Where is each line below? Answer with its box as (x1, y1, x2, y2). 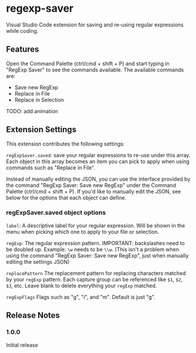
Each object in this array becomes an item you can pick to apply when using (6, 158, 190, 165)
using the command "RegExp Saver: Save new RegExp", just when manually (6, 252, 189, 259)
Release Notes (6, 310, 60, 321)
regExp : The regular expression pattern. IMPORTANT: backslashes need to (6, 239, 185, 246)
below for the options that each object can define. (6, 194, 127, 201)
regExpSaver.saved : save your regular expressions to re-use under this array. (6, 151, 191, 158)
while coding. (6, 27, 39, 34)
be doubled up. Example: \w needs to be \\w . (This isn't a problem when (6, 246, 180, 253)
